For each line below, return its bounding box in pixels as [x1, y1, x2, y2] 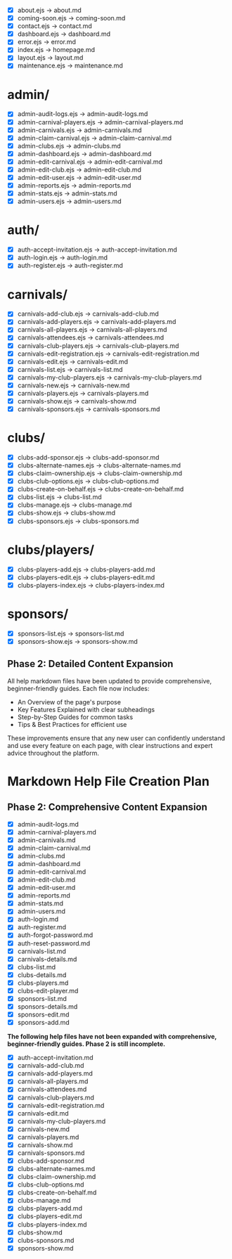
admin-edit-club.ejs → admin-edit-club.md [17, 165, 142, 174]
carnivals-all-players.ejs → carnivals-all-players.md [17, 325, 167, 334]
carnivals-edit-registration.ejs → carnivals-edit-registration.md [17, 349, 200, 358]
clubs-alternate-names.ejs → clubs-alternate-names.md [17, 461, 181, 470]
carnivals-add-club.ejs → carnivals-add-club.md [17, 309, 160, 318]
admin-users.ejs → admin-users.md [17, 197, 122, 206]
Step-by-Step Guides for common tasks [17, 713, 134, 721]
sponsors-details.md [17, 1002, 78, 1011]
